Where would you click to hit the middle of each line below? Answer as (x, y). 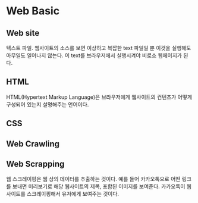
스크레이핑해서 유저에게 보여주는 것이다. (73, 194)
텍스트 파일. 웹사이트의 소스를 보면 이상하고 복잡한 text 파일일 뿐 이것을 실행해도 (99, 48)
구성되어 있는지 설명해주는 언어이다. (48, 104)
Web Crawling (33, 144)
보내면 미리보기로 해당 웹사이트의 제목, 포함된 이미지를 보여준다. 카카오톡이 (99, 186)
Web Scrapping (35, 164)
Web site (23, 33)
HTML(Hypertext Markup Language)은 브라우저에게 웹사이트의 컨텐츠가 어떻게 (99, 97)
